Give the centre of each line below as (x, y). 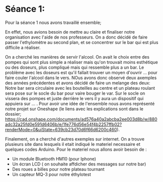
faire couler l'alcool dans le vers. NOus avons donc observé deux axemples (81, 78)
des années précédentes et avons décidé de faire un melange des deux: (78, 83)
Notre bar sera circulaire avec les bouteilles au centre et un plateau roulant (80, 88)
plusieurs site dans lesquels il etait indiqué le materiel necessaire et (73, 144)
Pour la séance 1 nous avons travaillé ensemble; (53, 22)
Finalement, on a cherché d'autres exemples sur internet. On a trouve (75, 139)
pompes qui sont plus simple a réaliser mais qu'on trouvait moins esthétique (81, 62)
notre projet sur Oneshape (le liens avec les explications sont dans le (74, 109)
